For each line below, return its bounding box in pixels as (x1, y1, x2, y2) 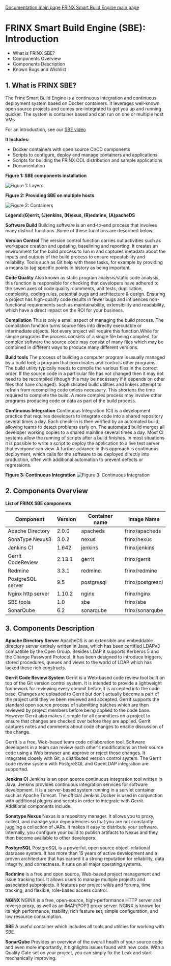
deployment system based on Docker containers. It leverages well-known (5, 100, 160, 106)
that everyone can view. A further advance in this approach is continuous (5, 445, 159, 452)
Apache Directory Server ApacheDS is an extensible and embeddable (5, 638, 153, 644)
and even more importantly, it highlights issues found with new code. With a (5, 944, 164, 951)
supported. (5, 766, 28, 772)
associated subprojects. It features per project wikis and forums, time (5, 882, 151, 888)
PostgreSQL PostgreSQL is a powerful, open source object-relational (5, 845, 150, 851)
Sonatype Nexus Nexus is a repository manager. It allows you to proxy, (5, 813, 155, 819)
